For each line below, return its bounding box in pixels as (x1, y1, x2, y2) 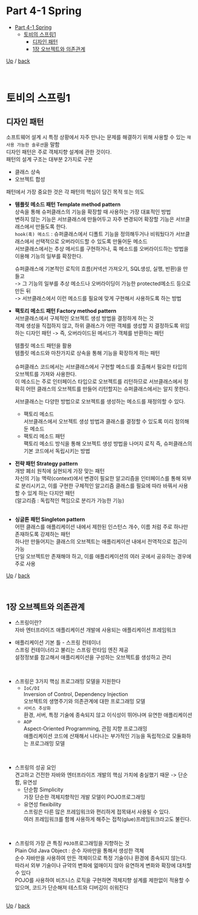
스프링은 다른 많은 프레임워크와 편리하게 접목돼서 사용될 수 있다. (23, 808, 170, 815)
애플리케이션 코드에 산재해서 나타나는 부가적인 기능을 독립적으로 (23, 732, 171, 739)
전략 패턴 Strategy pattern (14, 460, 78, 467)
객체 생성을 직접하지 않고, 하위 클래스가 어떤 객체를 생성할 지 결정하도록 (14, 322, 179, 329)
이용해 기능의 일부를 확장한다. (14, 253, 83, 260)
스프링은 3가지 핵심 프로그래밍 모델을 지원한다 (14, 677, 121, 684)
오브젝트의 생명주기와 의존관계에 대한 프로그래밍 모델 (23, 697, 146, 704)
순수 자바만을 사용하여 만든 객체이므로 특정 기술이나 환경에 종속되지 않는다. (14, 854, 187, 861)
